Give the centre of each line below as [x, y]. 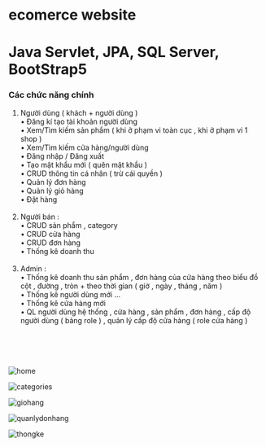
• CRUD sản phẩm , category [69, 225]
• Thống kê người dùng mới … [70, 294]
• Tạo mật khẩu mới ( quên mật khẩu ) [84, 164]
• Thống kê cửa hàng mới [63, 303]
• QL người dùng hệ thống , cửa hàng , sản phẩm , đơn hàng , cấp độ [135, 312]
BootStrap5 [48, 70]
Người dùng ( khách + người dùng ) [79, 112]
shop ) [31, 138]
